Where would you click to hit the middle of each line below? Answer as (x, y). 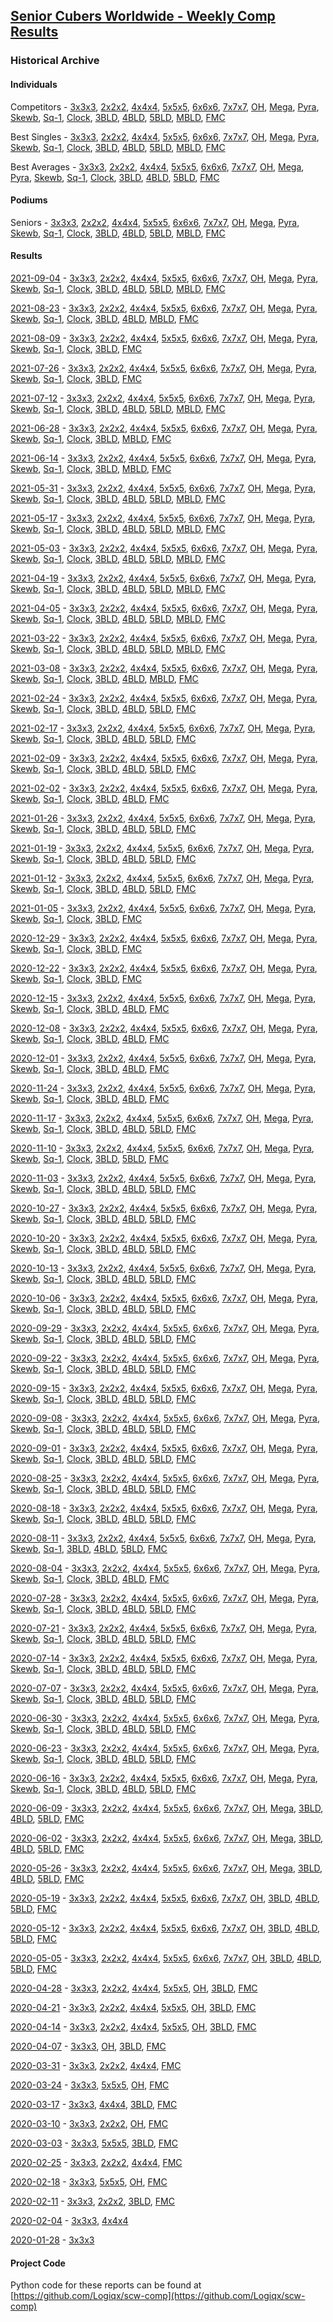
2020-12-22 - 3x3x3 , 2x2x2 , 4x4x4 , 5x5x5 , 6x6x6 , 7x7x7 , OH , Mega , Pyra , (164, 968)
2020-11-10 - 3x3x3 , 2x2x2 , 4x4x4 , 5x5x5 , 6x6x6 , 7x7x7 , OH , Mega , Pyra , (162, 1148)
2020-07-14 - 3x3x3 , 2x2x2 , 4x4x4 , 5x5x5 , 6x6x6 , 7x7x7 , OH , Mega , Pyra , (164, 1658)
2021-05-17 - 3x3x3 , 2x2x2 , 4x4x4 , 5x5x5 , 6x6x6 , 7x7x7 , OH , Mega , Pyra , (163, 518)
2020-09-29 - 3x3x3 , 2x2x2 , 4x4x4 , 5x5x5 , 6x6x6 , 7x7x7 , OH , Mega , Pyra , (165, 1328)
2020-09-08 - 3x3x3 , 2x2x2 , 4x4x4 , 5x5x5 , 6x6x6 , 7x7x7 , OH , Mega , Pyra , (165, 1418)
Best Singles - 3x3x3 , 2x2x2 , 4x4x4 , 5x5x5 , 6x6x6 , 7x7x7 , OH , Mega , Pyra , (165, 136)
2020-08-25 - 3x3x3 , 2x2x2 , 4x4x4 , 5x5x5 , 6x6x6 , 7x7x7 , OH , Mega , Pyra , (165, 1478)
